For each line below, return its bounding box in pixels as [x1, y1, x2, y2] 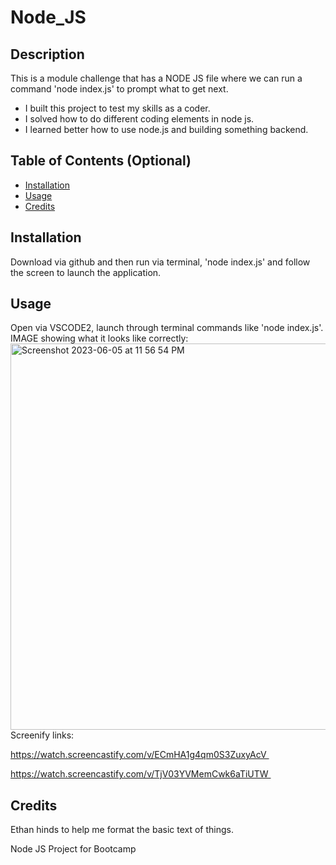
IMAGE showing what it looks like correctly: [10, 332, 189, 345]
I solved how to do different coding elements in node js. [24, 113, 255, 125]
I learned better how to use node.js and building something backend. [24, 124, 309, 135]
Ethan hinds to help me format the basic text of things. [10, 824, 234, 836]
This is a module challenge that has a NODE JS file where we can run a [10, 72, 303, 84]
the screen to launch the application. [10, 266, 162, 278]
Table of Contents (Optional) [10, 152, 192, 170]
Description [10, 46, 85, 63]
